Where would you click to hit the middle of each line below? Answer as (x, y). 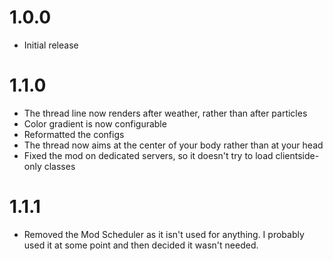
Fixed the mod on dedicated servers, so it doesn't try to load (148, 155)
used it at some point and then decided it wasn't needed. (141, 245)
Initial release (51, 45)
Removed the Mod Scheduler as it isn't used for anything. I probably (164, 234)
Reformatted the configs (74, 134)
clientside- (297, 155)
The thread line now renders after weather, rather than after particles (165, 113)
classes (59, 166)
